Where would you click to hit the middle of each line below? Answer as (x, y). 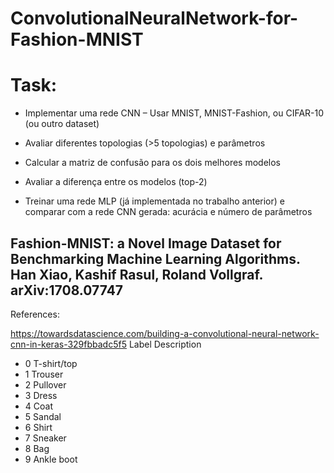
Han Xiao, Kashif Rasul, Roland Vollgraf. (136, 274)
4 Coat (38, 406)
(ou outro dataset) (62, 124)
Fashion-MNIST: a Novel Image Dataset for (146, 243)
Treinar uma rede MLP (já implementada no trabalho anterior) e (154, 201)
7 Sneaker (45, 438)
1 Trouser (44, 374)
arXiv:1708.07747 (67, 290)
